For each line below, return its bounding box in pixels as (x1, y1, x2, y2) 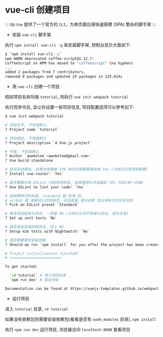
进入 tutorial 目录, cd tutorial (5, 306, 68, 312)
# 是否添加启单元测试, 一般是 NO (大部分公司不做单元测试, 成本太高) (5, 211, 129, 216)
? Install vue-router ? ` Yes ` (5, 172, 64, 177)
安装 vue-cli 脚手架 (12, 32, 51, 37)
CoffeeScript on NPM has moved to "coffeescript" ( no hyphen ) (5, 61, 133, 65)
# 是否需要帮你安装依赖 (5, 238, 46, 242)
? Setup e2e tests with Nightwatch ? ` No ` (5, 229, 90, 234)
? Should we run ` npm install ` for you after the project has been (5, 242, 145, 247)
